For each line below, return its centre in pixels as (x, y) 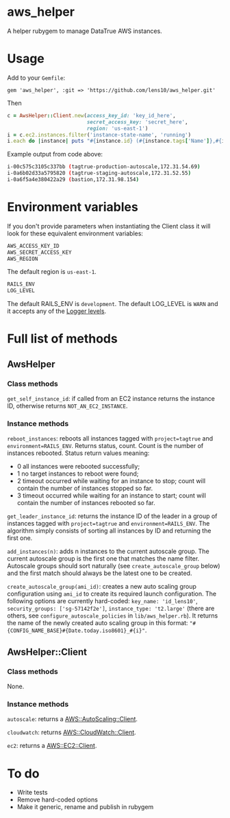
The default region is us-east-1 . (52, 272)
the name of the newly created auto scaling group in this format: (98, 623)
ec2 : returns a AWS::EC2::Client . (52, 746)
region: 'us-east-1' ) (117, 128)
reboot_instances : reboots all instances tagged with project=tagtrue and (110, 439)
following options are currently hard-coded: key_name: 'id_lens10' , (102, 601)
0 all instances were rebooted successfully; (78, 467)
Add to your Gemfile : (36, 78)
